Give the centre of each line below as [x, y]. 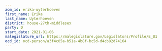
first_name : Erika [24, 14]
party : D [14, 28]
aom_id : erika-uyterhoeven [33, 9]
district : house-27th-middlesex [38, 23]
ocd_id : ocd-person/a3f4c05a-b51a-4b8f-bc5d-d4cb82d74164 [66, 41]
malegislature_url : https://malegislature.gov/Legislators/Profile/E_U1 [81, 37]
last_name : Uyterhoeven [30, 18]
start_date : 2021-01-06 [30, 32]
